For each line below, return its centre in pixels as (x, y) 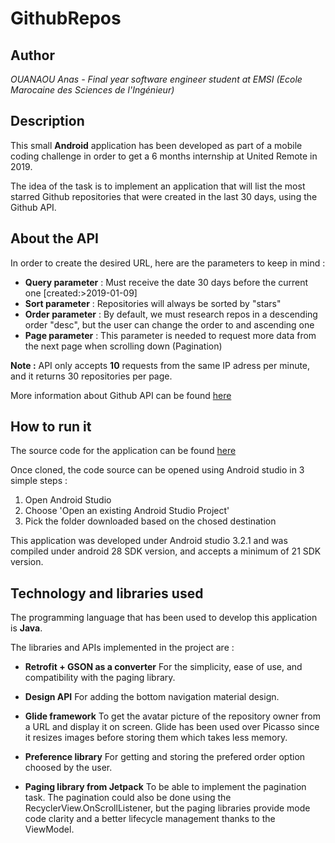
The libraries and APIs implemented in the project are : (122, 648)
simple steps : (39, 481)
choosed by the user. (68, 768)
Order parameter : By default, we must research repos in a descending (171, 314)
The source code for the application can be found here (123, 451)
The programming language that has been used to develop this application (164, 618)
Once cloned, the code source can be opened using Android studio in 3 (157, 470)
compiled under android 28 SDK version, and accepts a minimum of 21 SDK (166, 551)
